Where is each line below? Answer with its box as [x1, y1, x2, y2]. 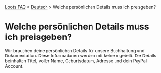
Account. [5, 63, 23, 69]
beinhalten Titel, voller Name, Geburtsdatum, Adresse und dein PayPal [5, 58, 147, 64]
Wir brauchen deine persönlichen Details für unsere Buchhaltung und [5, 47, 145, 53]
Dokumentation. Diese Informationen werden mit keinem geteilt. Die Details [5, 53, 157, 58]
